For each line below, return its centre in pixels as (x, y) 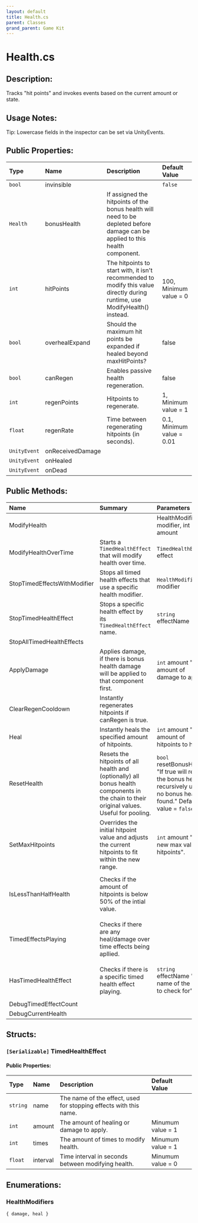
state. (13, 99)
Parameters (174, 508)
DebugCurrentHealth (38, 1013)
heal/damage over (125, 939)
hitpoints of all (119, 761)
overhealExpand (67, 342)
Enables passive (129, 371)
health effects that (125, 580)
